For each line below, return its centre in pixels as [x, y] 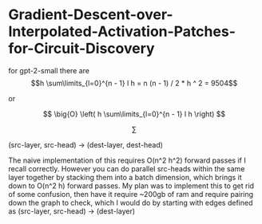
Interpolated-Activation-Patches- [122, 31]
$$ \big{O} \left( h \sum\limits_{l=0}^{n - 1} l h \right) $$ [134, 114]
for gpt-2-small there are [49, 70]
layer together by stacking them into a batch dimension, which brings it [125, 177]
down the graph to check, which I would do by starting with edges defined [131, 202]
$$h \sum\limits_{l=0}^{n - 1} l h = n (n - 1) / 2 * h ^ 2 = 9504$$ [134, 83]
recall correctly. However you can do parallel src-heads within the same [127, 168]
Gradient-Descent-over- [91, 15]
